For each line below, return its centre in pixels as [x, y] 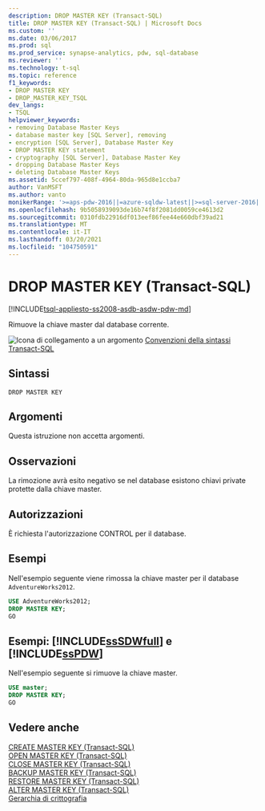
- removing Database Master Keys [64, 128]
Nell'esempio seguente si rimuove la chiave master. [93, 673]
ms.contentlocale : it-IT [50, 232]
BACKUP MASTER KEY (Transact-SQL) [72, 772]
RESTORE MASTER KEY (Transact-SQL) [74, 781]
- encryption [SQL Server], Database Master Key [91, 142]
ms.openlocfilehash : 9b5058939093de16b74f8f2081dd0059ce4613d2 [116, 209]
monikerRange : [32, 202]
